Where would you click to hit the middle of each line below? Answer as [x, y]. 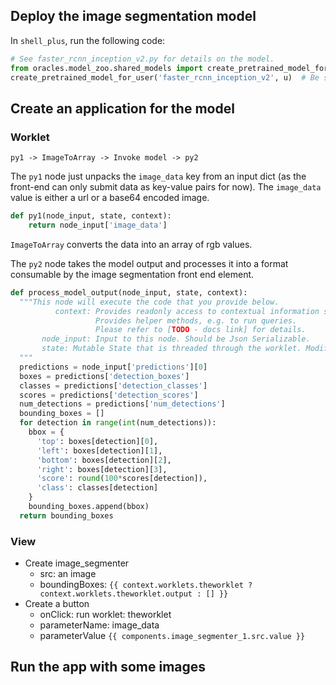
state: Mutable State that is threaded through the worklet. [171, 349]
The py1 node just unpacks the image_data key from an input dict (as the [158, 176]
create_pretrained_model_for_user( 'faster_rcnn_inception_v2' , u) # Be [165, 77]
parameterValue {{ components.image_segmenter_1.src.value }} [172, 636]
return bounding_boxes [66, 515]
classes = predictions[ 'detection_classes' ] [113, 385]
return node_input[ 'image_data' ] [98, 225]
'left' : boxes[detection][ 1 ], [99, 450]
